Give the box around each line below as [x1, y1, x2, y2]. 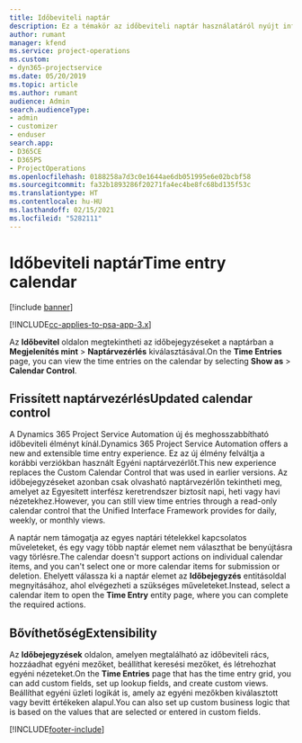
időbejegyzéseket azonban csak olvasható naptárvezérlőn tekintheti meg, [9, 477, 283, 488]
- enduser [9, 130, 47, 139]
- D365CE [9, 147, 42, 156]
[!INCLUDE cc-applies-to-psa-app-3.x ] [9, 318, 152, 329]
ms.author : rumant [9, 88, 78, 97]
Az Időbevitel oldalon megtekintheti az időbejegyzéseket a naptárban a [9, 336, 274, 347]
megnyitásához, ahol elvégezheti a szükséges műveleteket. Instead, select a [9, 580, 290, 591]
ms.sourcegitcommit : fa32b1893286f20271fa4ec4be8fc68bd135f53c [9, 181, 252, 190]
